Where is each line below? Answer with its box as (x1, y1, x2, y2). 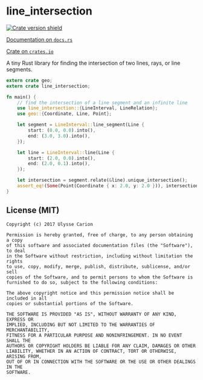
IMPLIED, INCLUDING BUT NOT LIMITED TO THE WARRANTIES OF (6, 321, 155, 327)
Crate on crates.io (6, 47, 54, 55)
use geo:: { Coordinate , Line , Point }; (17, 111, 112, 117)
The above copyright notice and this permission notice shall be (6, 290, 174, 296)
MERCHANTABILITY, (6, 327, 50, 333)
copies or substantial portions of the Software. (6, 300, 134, 306)
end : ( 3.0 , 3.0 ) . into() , (28, 133, 91, 139)
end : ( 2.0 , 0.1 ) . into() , (28, 161, 91, 167)
